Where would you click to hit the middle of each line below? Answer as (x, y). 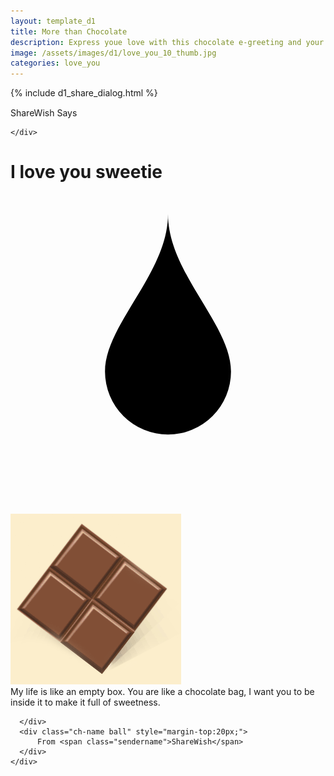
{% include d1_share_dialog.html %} (84, 93)
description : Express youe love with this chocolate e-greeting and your (167, 42)
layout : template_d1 (53, 21)
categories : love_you (55, 63)
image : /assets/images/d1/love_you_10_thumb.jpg (113, 53)
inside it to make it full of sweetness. (85, 702)
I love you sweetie (86, 172)
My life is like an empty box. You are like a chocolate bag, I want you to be (162, 692)
